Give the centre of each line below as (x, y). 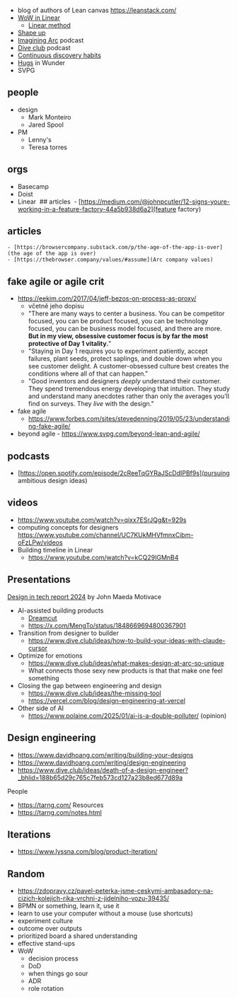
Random (26, 874)
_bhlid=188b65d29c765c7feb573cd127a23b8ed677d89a (100, 777)
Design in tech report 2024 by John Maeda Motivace (84, 596)
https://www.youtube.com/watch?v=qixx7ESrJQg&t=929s (102, 520)
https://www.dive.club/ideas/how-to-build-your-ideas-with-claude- (127, 640)
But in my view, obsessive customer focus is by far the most (118, 336)
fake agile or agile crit (56, 281)
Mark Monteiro (50, 117)
